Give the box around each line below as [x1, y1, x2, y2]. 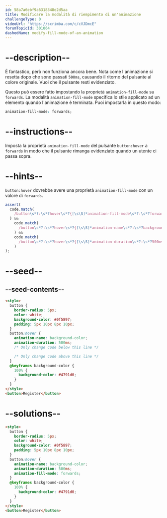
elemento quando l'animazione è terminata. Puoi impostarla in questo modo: [5, 99, 162, 105]
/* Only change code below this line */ [14, 345, 99, 350]
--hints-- [5, 170, 43, 182]
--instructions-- [5, 126, 73, 137]
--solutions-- [5, 408, 61, 419]
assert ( [5, 202, 21, 207]
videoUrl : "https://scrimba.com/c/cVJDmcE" [5, 21, 97, 26]
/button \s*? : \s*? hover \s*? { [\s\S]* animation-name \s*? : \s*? [18, 225, 143, 230]
